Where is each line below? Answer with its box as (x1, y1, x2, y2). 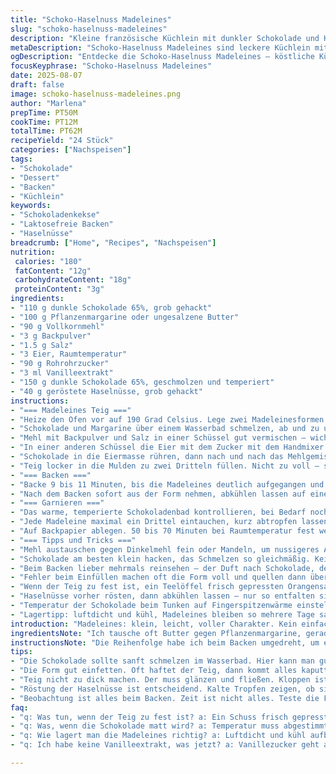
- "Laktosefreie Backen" (10, 219, 114, 230)
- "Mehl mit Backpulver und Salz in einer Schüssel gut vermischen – (10, 433, 307, 443)
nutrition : (10, 247, 56, 257)
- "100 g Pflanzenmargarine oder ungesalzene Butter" (10, 312, 240, 322)
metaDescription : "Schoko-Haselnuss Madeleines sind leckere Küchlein (10, 42, 311, 53)
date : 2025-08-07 (10, 71, 83, 81)
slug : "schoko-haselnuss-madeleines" (10, 24, 168, 34)
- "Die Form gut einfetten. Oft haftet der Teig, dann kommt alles (10, 666, 298, 676)
